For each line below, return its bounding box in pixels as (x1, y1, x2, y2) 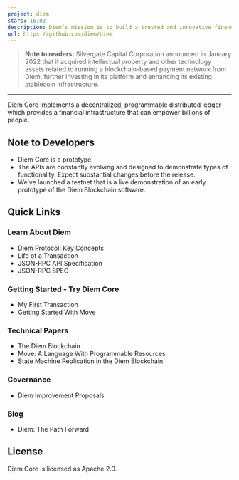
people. (7, 115, 30, 125)
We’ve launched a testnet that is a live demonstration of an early (17, 178, 206, 187)
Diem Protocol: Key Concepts (17, 244, 105, 252)
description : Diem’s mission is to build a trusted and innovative (7, 24, 212, 31)
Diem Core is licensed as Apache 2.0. (7, 464, 117, 473)
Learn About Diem (7, 227, 72, 237)
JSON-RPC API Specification (17, 259, 103, 267)
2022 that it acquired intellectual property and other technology (24, 58, 212, 66)
